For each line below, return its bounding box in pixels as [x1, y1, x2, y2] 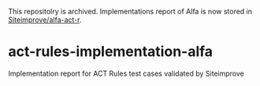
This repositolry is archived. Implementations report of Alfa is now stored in [8, 7, 253, 16]
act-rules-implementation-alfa [8, 43, 214, 61]
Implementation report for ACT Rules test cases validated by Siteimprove [8, 69, 244, 78]
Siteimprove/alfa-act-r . [8, 15, 82, 24]
